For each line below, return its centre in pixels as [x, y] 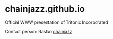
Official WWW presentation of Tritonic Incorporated [56, 22]
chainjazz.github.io [45, 9]
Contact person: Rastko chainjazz [39, 31]
